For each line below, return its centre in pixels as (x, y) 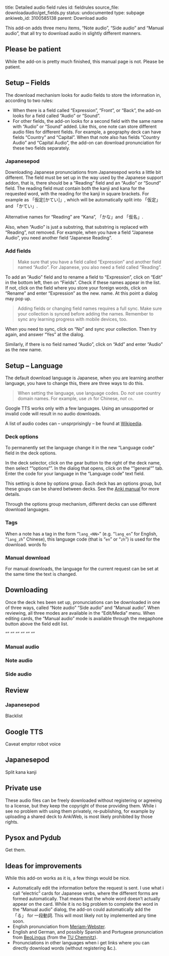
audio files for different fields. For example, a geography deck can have (87, 132)
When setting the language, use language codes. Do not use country (89, 393)
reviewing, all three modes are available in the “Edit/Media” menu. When (80, 613)
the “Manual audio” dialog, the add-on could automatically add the (81, 909)
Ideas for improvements (44, 866)
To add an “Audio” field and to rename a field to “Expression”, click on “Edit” (84, 277)
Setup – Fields (28, 83)
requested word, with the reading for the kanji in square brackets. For (77, 193)
